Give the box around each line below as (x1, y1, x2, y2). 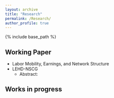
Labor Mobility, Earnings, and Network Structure (12, 61, 110, 67)
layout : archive (5, 7, 38, 12)
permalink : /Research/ (5, 16, 51, 21)
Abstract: (19, 71, 38, 77)
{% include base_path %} (5, 34, 57, 40)
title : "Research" (5, 12, 42, 16)
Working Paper (5, 48, 52, 56)
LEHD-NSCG (12, 66, 38, 72)
